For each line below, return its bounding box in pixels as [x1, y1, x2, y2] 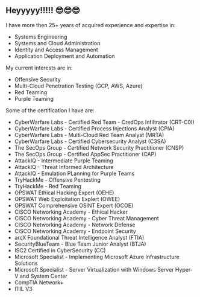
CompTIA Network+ [14, 278, 64, 286]
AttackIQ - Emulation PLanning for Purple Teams [14, 170, 135, 177]
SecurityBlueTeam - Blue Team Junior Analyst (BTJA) [14, 240, 146, 247]
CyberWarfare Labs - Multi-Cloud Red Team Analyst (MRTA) [14, 131, 164, 138]
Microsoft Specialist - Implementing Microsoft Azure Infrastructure [14, 253, 180, 260]
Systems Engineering [14, 33, 67, 40]
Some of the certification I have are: [5, 106, 95, 114]
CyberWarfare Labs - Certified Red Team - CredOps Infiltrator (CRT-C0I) [14, 118, 195, 126]
